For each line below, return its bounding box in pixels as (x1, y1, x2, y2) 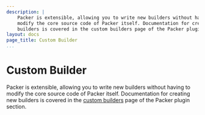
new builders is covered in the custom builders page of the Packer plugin (6, 96, 190, 103)
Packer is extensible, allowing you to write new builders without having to (6, 83, 191, 91)
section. (6, 103, 27, 110)
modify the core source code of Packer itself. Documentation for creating (6, 89, 190, 97)
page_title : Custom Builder (6, 37, 78, 43)
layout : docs (6, 32, 40, 38)
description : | (6, 9, 45, 15)
